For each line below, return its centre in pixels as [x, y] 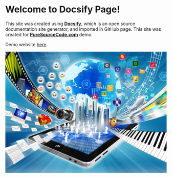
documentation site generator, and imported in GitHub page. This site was [83, 29]
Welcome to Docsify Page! [63, 9]
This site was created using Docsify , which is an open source [70, 24]
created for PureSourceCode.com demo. [49, 34]
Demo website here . [26, 44]
